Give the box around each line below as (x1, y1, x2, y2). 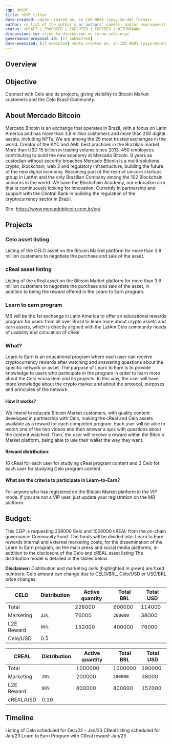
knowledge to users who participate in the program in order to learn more (5, 370, 160, 376)
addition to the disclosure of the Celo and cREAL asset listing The (5, 550, 143, 556)
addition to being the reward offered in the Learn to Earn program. (5, 288, 145, 295)
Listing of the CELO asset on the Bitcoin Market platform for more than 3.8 (5, 247, 162, 254)
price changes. (5, 576, 37, 582)
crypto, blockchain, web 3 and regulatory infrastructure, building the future (5, 163, 164, 169)
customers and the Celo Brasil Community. (5, 96, 96, 103)
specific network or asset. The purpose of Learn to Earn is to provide (5, 365, 151, 371)
